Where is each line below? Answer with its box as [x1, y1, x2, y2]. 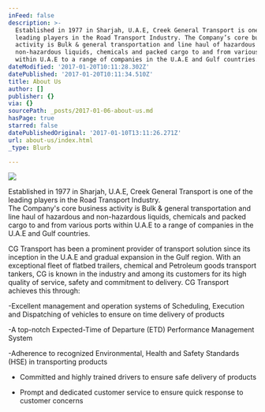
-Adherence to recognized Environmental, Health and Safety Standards [8, 349, 240, 358]
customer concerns [19, 396, 84, 406]
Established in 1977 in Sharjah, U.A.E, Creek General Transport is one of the [8, 187, 254, 197]
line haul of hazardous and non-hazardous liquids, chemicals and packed [8, 212, 247, 222]
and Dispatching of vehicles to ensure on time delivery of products [8, 309, 225, 320]
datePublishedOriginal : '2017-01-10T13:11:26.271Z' [8, 129, 181, 137]
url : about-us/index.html [8, 136, 93, 144]
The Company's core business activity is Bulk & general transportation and [8, 204, 251, 213]
